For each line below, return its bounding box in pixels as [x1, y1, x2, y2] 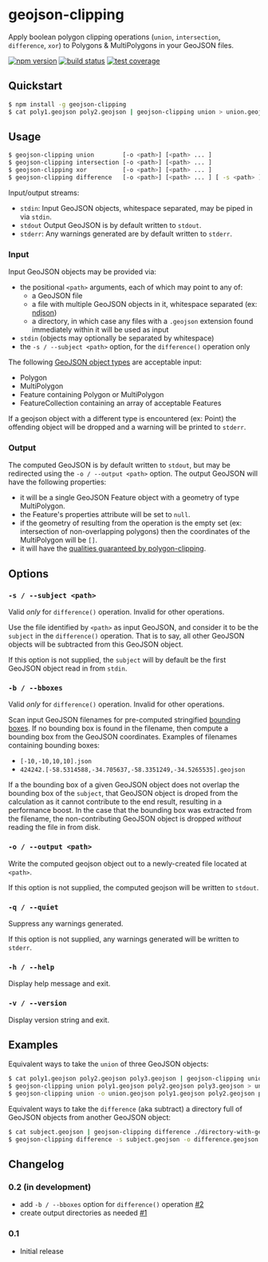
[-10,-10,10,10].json [19, 758, 92, 766]
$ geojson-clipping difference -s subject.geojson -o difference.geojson [8, 1135, 259, 1144]
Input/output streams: [8, 188, 80, 197]
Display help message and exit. [8, 979, 111, 989]
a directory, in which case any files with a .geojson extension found [31, 316, 254, 326]
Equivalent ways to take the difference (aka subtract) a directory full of [8, 1105, 243, 1114]
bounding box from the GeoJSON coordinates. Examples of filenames [8, 732, 238, 742]
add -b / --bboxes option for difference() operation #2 [19, 1200, 204, 1209]
